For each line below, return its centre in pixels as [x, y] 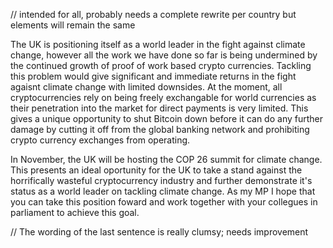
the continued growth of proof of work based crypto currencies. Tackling [161, 65]
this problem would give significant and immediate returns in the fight [153, 76]
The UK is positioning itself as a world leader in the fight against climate [158, 44]
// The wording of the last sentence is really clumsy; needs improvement [159, 232]
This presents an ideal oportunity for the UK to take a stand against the [156, 170]
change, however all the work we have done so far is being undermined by [164, 55]
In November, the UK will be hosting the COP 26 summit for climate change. [166, 159]
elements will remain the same [73, 25]
